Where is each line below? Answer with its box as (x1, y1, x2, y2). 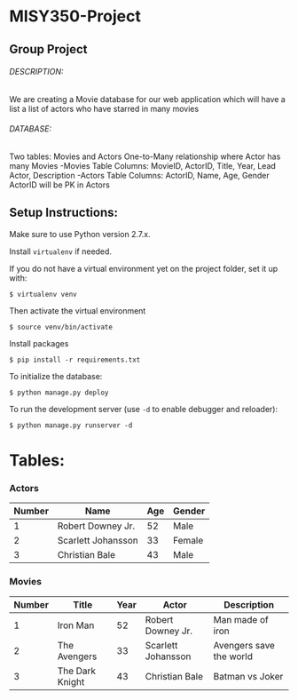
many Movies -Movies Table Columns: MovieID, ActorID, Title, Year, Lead (9, 160, 277, 171)
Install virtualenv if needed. (9, 246, 113, 257)
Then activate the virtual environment (9, 305, 146, 316)
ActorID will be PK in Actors (9, 179, 111, 190)
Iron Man (57, 619, 95, 632)
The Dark (57, 664, 96, 677)
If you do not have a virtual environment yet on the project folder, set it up (9, 263, 278, 274)
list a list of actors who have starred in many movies (9, 103, 200, 114)
